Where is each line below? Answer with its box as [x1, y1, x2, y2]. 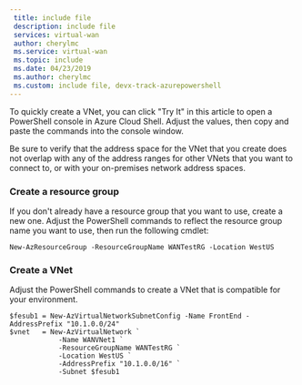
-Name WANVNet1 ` [57, 336, 125, 345]
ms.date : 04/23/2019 [13, 65, 92, 74]
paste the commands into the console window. [9, 125, 185, 137]
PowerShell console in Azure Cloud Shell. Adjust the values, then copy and [9, 116, 289, 127]
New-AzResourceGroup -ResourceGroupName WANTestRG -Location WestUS [9, 242, 275, 251]
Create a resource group [9, 185, 120, 198]
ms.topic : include [13, 56, 84, 65]
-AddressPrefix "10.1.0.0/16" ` [57, 360, 181, 369]
